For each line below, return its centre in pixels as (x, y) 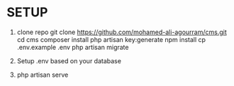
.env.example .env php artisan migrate (73, 47)
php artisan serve (43, 75)
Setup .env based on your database (69, 60)
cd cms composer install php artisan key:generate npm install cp (111, 39)
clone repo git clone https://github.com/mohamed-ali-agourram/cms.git (122, 32)
